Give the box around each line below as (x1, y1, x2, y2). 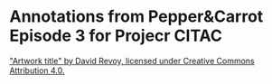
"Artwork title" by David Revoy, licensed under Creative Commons (9, 55, 255, 66)
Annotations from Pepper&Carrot (9, 6, 264, 27)
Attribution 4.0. (9, 65, 65, 76)
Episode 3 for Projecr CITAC (9, 25, 223, 46)
